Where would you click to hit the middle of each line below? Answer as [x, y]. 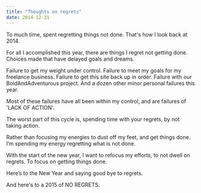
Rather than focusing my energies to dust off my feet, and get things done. [98, 137]
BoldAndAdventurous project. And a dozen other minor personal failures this [100, 83]
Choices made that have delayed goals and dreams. [70, 59]
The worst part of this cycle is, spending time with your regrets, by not [93, 119]
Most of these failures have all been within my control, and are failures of [96, 101]
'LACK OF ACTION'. [31, 107]
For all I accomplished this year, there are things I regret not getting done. [97, 52]
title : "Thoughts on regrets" [44, 12]
